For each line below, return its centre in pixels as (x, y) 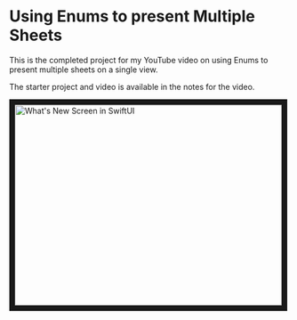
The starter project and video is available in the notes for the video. (132, 86)
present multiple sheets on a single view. (84, 70)
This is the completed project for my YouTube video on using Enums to (139, 60)
